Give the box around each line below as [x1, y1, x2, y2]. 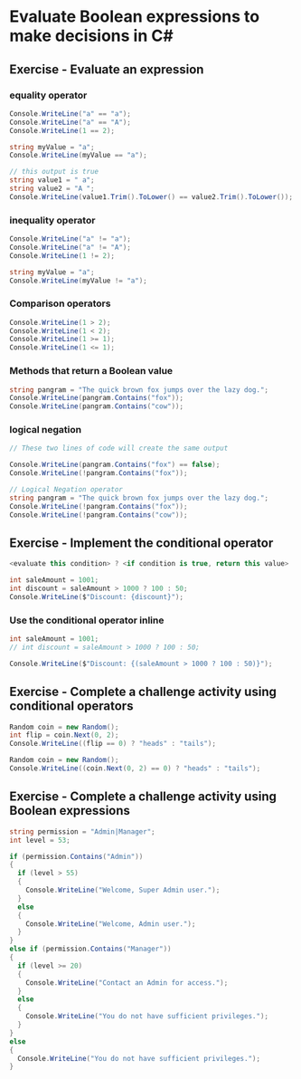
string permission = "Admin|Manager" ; [9, 826, 155, 836]
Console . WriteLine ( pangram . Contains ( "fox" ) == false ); [9, 460, 221, 470]
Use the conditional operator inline [9, 614, 165, 626]
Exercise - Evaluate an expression [9, 62, 204, 77]
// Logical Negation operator [9, 485, 124, 494]
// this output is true [9, 167, 99, 177]
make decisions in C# [9, 25, 174, 46]
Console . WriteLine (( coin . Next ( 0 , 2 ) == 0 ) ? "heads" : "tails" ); [9, 764, 261, 773]
